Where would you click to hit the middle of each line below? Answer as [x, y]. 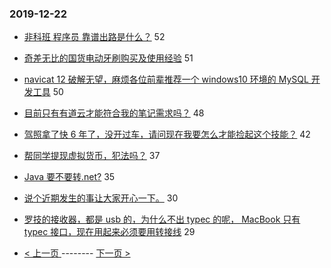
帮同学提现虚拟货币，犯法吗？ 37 [92, 156]
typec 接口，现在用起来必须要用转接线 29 [109, 232]
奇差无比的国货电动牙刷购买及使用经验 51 [108, 58]
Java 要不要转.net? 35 [69, 177]
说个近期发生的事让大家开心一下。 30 [101, 198]
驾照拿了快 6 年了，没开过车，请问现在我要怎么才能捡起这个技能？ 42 [167, 134]
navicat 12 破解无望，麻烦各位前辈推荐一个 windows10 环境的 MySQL [166, 79]
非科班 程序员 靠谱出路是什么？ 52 [94, 37]
